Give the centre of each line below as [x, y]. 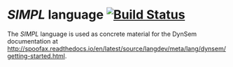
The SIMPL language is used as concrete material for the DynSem [102, 34]
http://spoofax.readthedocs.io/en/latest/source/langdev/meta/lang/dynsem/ [116, 48]
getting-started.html [36, 56]
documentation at [33, 41]
